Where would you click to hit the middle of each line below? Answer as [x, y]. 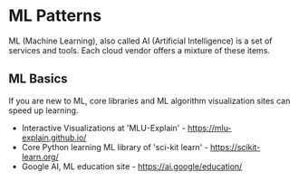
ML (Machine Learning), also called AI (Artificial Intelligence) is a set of [140, 41]
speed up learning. [43, 110]
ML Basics [39, 79]
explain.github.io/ [54, 138]
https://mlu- [210, 128]
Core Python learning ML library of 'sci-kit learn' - [115, 147]
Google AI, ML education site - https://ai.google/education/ [132, 166]
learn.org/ [40, 157]
